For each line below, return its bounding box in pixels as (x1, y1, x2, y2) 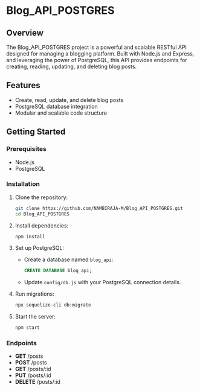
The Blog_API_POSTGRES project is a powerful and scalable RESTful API (6, 43, 187, 51)
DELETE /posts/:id (15, 378, 60, 386)
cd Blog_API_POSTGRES (15, 211, 69, 217)
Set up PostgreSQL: (15, 244, 65, 252)
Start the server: (15, 313, 56, 320)
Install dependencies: (15, 221, 69, 229)
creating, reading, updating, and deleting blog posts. (6, 63, 137, 70)
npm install (15, 234, 45, 240)
